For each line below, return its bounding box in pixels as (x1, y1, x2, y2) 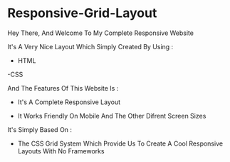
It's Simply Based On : (7, 125, 73, 133)
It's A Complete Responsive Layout (17, 98, 121, 106)
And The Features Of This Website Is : (7, 83, 119, 92)
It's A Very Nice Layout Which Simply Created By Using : (7, 42, 174, 51)
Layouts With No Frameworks (17, 146, 105, 155)
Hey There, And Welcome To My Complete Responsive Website (7, 29, 194, 37)
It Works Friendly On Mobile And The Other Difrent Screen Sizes (17, 111, 207, 120)
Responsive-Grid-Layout (7, 5, 157, 21)
